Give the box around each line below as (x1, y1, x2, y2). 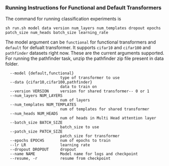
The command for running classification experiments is (5, 16, 122, 22)
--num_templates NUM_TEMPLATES (10, 102, 77, 108)
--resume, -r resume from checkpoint (10, 156, 111, 161)
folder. (5, 61, 19, 67)
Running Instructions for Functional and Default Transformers (5, 4, 162, 11)
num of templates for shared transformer (60, 107, 150, 112)
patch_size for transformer (60, 134, 120, 139)
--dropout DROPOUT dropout (10, 147, 77, 152)
